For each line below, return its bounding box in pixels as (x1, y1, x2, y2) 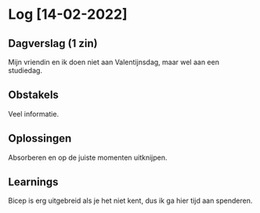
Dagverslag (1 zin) (8, 37, 98, 50)
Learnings (8, 175, 59, 189)
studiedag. (8, 66, 43, 75)
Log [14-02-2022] (8, 5, 128, 23)
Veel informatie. (8, 109, 60, 118)
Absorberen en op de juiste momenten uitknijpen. (8, 153, 168, 162)
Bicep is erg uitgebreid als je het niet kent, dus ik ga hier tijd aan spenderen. (8, 196, 253, 205)
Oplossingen (8, 132, 72, 146)
